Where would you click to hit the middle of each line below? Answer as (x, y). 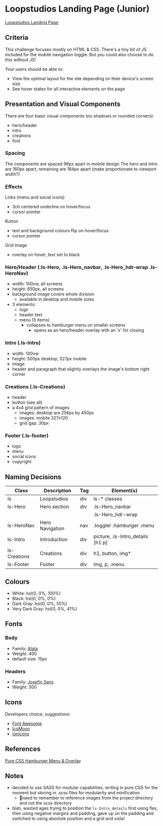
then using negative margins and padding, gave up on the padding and (83, 813)
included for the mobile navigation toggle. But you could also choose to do (79, 54)
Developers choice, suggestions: (38, 714)
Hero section (54, 507)
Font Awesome (27, 723)
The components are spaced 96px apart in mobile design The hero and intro (81, 164)
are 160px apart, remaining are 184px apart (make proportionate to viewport (81, 169)
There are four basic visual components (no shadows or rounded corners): (80, 116)
